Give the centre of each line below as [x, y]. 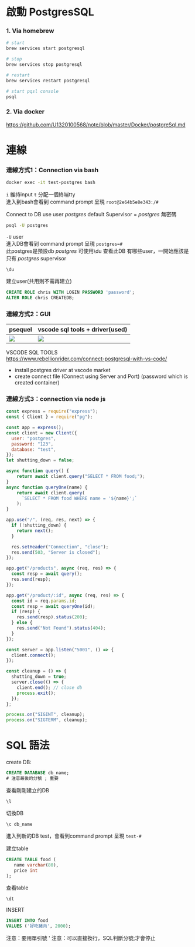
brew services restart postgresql [48, 81]
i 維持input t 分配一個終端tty [41, 195]
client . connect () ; [34, 655]
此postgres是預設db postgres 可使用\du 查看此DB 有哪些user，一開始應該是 [97, 251]
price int [26, 871]
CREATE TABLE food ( [31, 859]
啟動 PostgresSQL [50, 12]
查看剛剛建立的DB [28, 790]
